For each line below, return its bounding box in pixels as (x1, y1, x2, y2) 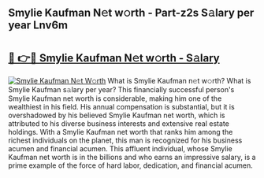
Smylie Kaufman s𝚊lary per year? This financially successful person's (8, 85, 235, 94)
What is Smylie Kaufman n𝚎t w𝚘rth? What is (107, 76, 251, 85)
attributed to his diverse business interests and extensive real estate (8, 119, 230, 128)
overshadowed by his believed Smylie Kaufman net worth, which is (8, 110, 225, 120)
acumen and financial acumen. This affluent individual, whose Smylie (8, 144, 232, 153)
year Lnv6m (8, 19, 69, 32)
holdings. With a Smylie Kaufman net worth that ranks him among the (8, 128, 233, 136)
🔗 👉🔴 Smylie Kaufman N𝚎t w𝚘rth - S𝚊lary (8, 51, 221, 65)
